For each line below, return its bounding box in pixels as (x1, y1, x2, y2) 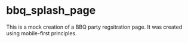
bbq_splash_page (6, 4, 96, 17)
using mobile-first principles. (6, 29, 77, 36)
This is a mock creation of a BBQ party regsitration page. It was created (6, 23, 183, 30)
